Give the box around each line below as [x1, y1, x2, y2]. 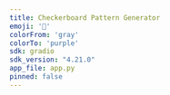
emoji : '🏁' [9, 22, 51, 31]
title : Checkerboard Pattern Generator [9, 13, 161, 23]
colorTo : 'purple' [9, 38, 79, 48]
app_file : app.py [9, 64, 75, 73]
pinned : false [9, 72, 64, 81]
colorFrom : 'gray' [9, 30, 79, 39]
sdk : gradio [9, 47, 55, 56]
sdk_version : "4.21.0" [9, 55, 95, 64]
